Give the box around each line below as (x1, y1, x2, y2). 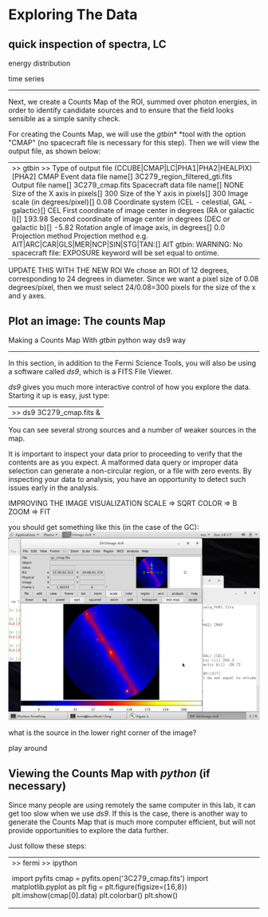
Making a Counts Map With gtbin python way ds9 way (8, 335, 186, 345)
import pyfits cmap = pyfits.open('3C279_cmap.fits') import (11, 873, 209, 883)
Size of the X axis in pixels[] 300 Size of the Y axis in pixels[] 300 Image (11, 188, 249, 198)
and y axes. (8, 291, 46, 301)
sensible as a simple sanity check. (8, 114, 121, 123)
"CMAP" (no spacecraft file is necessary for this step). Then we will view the (8, 138, 260, 147)
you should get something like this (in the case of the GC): (8, 523, 199, 532)
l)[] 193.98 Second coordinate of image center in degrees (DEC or (11, 214, 231, 223)
